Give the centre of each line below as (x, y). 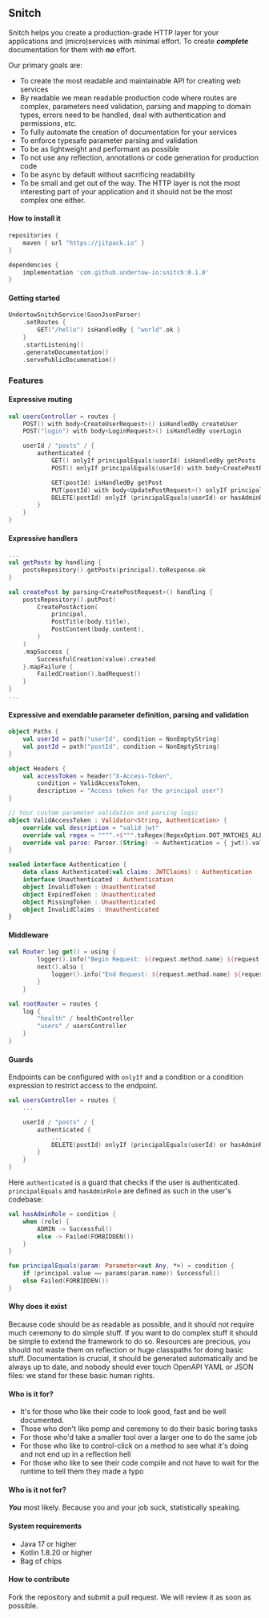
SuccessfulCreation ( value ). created (96, 659)
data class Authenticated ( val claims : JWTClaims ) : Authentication (137, 872)
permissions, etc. (48, 123)
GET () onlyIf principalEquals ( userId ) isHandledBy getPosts (153, 461)
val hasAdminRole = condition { (62, 1214)
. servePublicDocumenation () (69, 360)
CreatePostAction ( (68, 607)
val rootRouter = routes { (53, 1004)
